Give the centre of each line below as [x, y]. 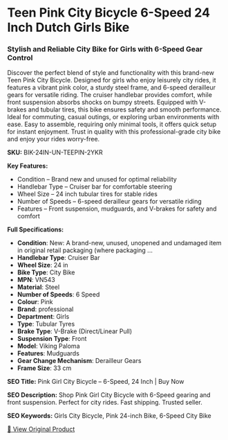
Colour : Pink [35, 302]
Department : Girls [43, 317]
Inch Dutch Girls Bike [68, 27]
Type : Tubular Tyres [46, 324]
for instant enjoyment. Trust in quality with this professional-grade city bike [114, 132]
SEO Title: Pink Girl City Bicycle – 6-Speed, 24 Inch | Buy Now [96, 382]
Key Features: [28, 166]
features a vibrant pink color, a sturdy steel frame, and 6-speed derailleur [112, 87]
